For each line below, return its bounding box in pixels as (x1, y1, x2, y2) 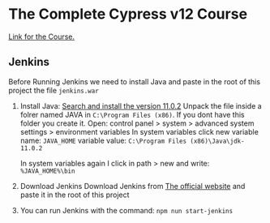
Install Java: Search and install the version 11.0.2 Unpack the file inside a (19, 101, 262, 110)
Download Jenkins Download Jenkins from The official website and (19, 181, 246, 191)
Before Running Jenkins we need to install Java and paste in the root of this (8, 76, 261, 86)
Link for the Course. (8, 32, 75, 41)
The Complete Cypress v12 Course (8, 5, 248, 24)
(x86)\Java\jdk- (190, 137, 245, 145)
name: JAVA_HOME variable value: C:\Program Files (19, 135, 187, 145)
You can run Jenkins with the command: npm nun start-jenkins (19, 205, 234, 215)
